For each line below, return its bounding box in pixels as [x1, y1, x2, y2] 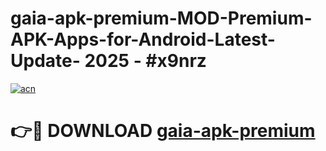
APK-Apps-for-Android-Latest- [10, 28, 276, 51]
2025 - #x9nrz [84, 50, 207, 72]
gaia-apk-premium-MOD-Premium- [10, 7, 313, 30]
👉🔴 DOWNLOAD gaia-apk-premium [10, 120, 316, 142]
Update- [10, 50, 81, 72]
